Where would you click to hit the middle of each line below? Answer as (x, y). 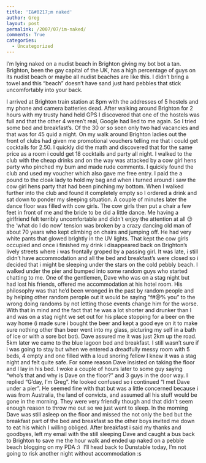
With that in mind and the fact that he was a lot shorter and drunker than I (99, 310)
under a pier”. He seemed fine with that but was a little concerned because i (102, 388)
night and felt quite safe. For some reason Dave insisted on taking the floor (101, 362)
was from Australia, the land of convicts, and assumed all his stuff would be (102, 395)
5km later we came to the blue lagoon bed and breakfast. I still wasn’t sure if (103, 342)
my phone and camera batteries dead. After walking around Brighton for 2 (100, 108)
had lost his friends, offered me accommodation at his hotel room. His (94, 284)
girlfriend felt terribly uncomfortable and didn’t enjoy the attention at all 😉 (100, 219)
